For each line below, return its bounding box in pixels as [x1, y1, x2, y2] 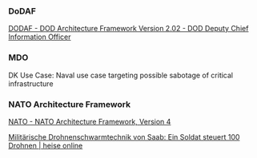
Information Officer [8, 32, 71, 41]
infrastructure [8, 78, 54, 89]
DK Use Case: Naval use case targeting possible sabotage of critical [8, 70, 234, 80]
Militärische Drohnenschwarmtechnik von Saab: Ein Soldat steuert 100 [8, 132, 240, 141]
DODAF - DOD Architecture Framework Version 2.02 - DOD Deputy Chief [8, 24, 249, 34]
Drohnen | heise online [8, 140, 83, 150]
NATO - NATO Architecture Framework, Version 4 [8, 117, 171, 126]
